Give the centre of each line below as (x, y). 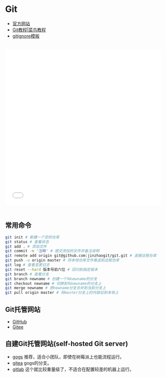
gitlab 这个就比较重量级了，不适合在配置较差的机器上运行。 (73, 369)
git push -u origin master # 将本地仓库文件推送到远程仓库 (62, 260)
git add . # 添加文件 (26, 246)
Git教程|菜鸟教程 (29, 30)
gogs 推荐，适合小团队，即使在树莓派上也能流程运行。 (68, 357)
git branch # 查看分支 (27, 274)
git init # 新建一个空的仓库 (32, 237)
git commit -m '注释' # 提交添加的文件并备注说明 (52, 251)
